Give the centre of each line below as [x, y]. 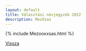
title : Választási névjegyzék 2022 [43, 15]
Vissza [12, 43]
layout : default [23, 10]
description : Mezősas [28, 19]
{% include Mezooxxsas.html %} [40, 34]
